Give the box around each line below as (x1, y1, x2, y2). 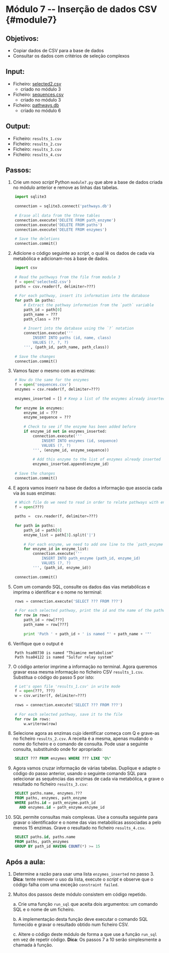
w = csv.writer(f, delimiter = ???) (15, 693, 87, 698)
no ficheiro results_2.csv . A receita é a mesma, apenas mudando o (13, 735, 153, 742)
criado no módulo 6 (20, 107, 61, 114)
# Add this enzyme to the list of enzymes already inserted (32, 457, 161, 462)
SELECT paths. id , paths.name (15, 834, 76, 839)
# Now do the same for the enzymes (15, 377, 89, 383)
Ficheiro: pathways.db (13, 102, 59, 108)
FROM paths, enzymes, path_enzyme (15, 796, 87, 801)
